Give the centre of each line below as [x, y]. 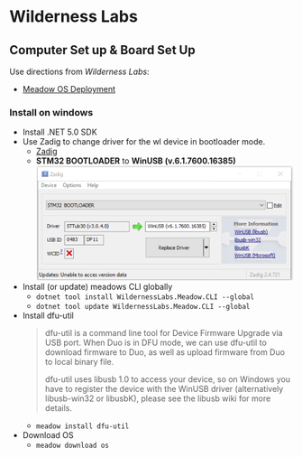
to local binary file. [79, 361]
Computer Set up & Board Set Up [102, 50]
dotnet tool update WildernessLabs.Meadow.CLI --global [143, 306]
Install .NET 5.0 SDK [59, 132]
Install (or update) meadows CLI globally [97, 286]
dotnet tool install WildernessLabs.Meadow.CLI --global [145, 297]
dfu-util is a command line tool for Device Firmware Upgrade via [164, 332]
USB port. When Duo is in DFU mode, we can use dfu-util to [156, 342]
